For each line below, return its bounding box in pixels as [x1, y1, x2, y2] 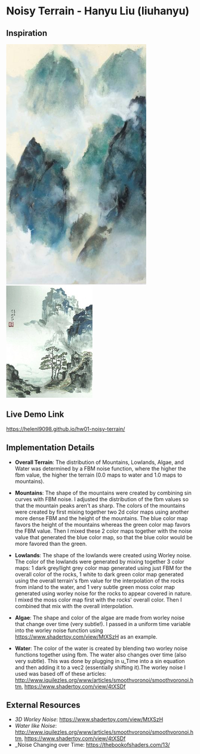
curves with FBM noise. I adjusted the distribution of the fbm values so [14, 495, 189, 503]
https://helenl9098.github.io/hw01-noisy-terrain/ [6, 425, 125, 432]
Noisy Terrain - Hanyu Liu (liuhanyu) [6, 4, 190, 18]
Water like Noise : [14, 722, 57, 729]
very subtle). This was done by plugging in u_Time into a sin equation [14, 657, 185, 664]
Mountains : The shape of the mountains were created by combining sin [14, 489, 192, 496]
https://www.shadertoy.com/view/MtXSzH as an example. [14, 633, 158, 640]
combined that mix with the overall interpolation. [14, 602, 134, 609]
